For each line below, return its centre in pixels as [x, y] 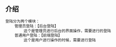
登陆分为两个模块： [22, 21]
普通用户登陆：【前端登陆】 [38, 36]
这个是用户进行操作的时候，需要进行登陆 [60, 40]
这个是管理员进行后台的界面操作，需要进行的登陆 [67, 31]
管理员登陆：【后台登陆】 [37, 26]
